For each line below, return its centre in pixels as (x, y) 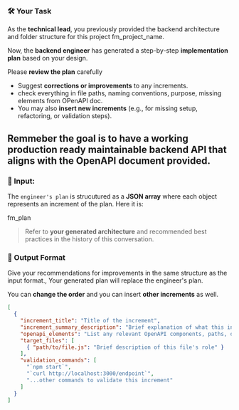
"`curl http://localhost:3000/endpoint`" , (90, 374)
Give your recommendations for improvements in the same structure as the (117, 273)
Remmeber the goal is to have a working (98, 138)
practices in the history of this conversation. (89, 239)
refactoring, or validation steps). (65, 116)
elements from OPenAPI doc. (60, 101)
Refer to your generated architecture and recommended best (116, 231)
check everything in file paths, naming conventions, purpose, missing (119, 93)
